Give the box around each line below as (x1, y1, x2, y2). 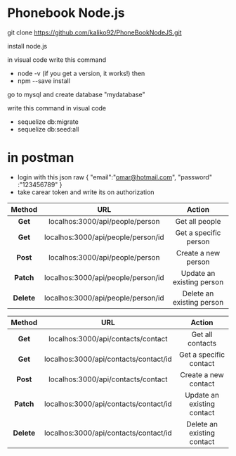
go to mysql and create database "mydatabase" (7, 90, 145, 99)
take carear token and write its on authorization (17, 188, 155, 196)
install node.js (7, 42, 48, 50)
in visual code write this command (7, 55, 107, 64)
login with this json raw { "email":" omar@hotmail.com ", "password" (17, 172, 213, 181)
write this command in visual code (7, 103, 107, 112)
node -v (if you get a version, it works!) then (17, 69, 145, 77)
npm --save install (17, 76, 70, 85)
